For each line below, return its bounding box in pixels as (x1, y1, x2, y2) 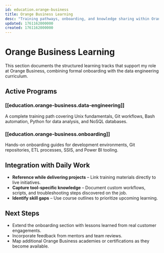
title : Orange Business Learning (5, 12, 73, 17)
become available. (12, 243, 49, 249)
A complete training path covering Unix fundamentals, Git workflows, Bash (5, 113, 155, 119)
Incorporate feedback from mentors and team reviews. (12, 232, 123, 238)
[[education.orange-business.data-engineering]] (5, 102, 125, 109)
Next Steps (5, 209, 40, 218)
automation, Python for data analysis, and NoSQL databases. (5, 118, 128, 124)
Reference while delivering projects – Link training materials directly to (12, 174, 156, 180)
